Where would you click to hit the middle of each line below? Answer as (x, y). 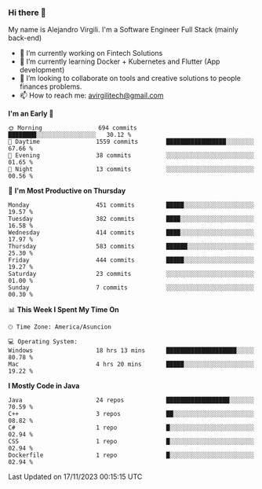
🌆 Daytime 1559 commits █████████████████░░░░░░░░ (131, 142)
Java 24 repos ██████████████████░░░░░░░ (131, 400)
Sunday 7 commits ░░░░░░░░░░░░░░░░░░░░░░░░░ (131, 288)
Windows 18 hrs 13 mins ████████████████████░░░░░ (131, 351)
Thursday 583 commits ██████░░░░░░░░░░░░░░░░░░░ (131, 247)
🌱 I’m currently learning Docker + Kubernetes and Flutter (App (120, 61)
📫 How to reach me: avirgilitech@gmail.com (91, 96)
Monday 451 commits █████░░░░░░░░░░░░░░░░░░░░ (131, 205)
